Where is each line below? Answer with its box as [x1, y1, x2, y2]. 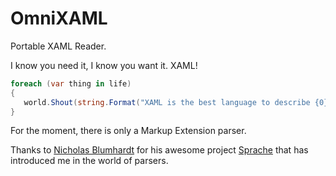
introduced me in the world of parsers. [10, 155, 169, 167]
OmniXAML [10, 7, 108, 30]
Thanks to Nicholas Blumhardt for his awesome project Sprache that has [10, 144, 309, 156]
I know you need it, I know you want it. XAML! [10, 59, 198, 71]
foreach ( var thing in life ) [10, 78, 132, 89]
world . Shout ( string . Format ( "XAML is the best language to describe [23, 97, 311, 107]
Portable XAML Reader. [10, 40, 107, 52]
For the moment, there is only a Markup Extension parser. [10, 125, 247, 137]
